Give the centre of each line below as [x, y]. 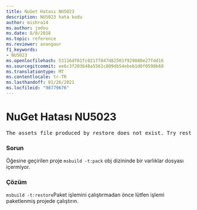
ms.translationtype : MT [35, 72]
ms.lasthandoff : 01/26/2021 [40, 83]
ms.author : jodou [27, 28]
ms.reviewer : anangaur [34, 45]
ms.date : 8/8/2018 [28, 33]
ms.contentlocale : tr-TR [36, 77]
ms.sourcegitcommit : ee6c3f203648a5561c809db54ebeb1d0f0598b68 [85, 66]
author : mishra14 [27, 22]
